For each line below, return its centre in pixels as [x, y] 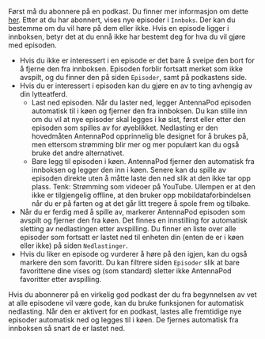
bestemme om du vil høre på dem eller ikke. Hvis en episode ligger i [119, 28]
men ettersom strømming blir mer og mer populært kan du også [135, 145]
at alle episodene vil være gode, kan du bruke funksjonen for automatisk [126, 303]
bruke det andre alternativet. [78, 153]
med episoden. [32, 45]
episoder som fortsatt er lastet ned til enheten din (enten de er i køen [132, 237]
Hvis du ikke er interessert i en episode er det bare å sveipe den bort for [137, 60]
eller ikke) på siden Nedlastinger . [74, 246]
